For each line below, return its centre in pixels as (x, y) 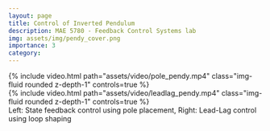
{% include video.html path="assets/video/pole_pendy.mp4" (109, 76)
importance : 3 (32, 46)
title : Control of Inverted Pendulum (72, 23)
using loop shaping (40, 119)
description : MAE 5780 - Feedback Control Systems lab (102, 31)
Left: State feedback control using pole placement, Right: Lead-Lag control (133, 110)
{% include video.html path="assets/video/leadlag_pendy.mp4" (114, 93)
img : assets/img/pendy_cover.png (64, 38)
